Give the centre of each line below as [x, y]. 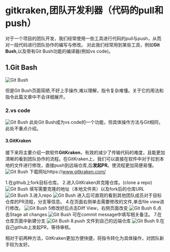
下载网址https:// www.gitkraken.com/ [67, 172]
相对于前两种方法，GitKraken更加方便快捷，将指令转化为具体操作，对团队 [82, 238]
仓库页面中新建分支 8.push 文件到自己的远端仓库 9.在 [85, 221]
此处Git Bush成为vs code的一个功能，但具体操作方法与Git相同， [96, 122]
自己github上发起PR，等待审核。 [39, 227]
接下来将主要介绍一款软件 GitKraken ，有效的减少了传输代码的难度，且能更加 [85, 153]
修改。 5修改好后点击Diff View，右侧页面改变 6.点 [86, 208]
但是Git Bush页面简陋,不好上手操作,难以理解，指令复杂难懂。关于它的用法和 [84, 90]
